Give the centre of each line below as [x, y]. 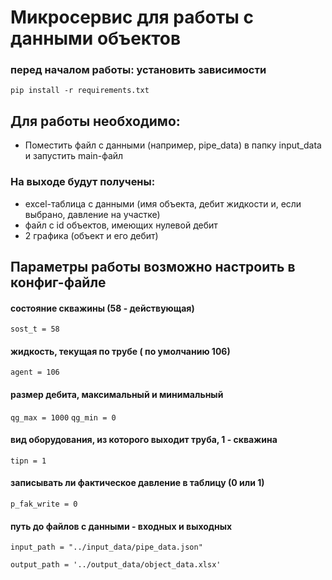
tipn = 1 [28, 461]
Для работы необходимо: [95, 121]
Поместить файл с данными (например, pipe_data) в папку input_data [173, 145]
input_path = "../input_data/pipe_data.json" [106, 547]
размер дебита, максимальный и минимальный [117, 394]
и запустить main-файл [74, 156]
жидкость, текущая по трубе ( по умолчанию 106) [120, 351]
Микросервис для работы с [132, 17]
